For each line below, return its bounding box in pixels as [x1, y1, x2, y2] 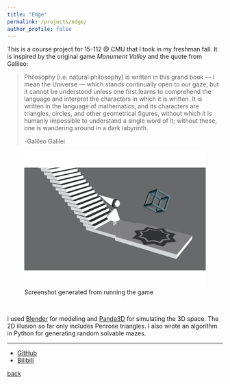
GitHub [16, 348, 38, 357]
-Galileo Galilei [23, 137, 66, 145]
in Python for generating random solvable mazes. [7, 329, 146, 337]
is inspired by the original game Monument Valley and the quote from [7, 52, 202, 61]
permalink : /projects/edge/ [7, 18, 88, 25]
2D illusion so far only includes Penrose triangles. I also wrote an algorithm [7, 322, 218, 330]
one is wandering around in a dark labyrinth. [23, 124, 149, 132]
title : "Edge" [7, 11, 48, 18]
